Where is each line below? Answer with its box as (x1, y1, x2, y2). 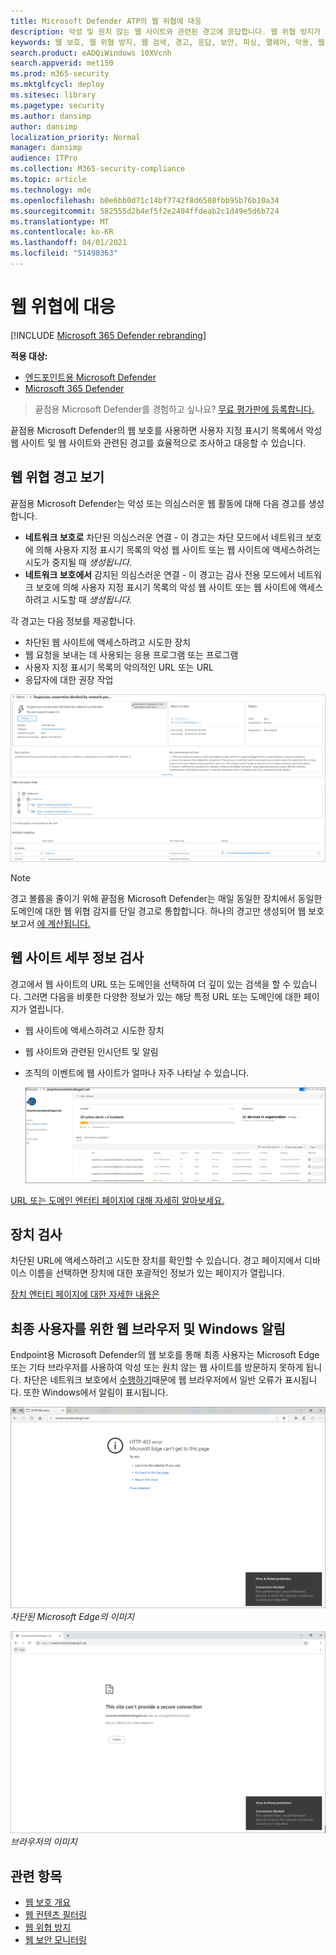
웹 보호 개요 (24, 1896, 72, 1909)
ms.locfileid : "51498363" (10, 248, 118, 259)
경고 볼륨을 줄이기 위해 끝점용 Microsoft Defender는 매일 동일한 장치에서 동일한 (10, 892, 323, 904)
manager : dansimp (10, 143, 83, 153)
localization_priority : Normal (10, 132, 141, 142)
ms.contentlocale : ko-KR (10, 227, 114, 237)
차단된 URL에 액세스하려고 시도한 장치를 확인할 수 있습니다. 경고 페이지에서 (10, 1255, 303, 1267)
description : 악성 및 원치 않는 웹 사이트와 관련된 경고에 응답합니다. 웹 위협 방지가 (10, 26, 322, 37)
